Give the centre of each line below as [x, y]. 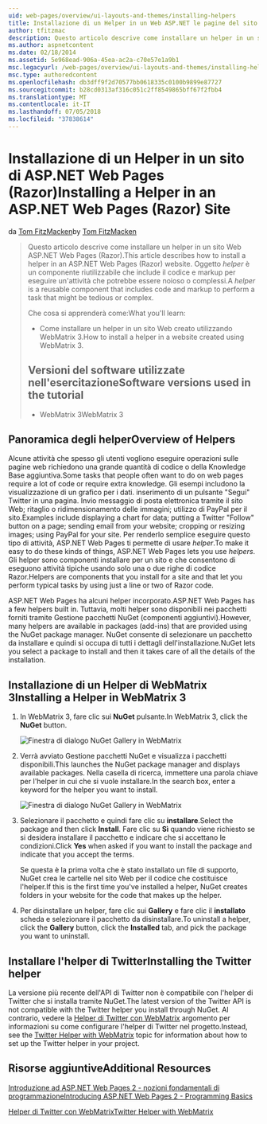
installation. [27, 660]
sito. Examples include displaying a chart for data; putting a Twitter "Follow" [131, 517]
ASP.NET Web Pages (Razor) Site [120, 210]
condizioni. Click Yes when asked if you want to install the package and [136, 846]
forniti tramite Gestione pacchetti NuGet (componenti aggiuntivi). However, [130, 618]
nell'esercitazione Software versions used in [139, 383]
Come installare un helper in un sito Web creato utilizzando [136, 328]
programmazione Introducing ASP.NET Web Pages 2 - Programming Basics [130, 1096]
